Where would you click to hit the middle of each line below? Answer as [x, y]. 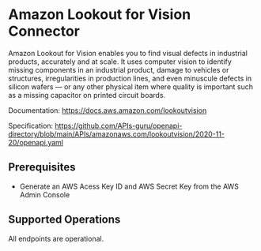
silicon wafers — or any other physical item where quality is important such [130, 86]
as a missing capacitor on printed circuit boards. [87, 95]
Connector [44, 31]
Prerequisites [42, 167]
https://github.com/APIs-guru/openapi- [119, 126]
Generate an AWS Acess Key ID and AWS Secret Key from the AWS [129, 186]
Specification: [31, 126]
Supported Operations [64, 220]
